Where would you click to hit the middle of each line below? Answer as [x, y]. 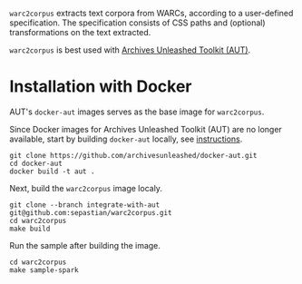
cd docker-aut [36, 163]
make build [30, 229]
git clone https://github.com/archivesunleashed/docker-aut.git [133, 155]
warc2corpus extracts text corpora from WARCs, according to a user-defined [151, 13]
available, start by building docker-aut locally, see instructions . [126, 139]
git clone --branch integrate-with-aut [85, 205]
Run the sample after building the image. [85, 245]
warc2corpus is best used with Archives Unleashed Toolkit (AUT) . [130, 50]
